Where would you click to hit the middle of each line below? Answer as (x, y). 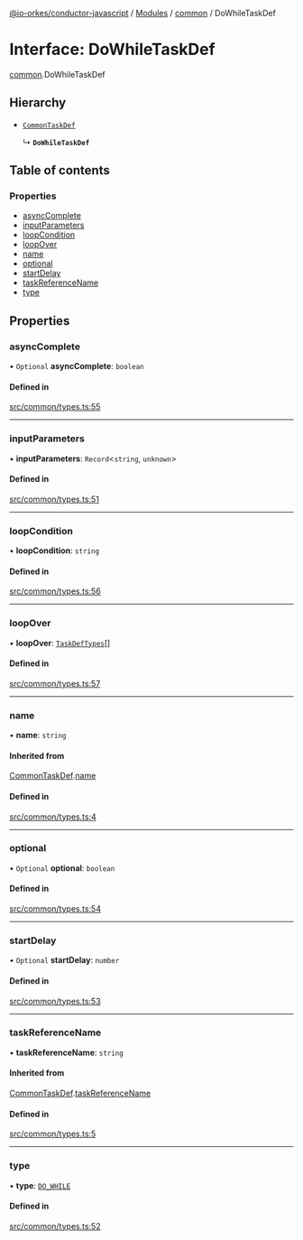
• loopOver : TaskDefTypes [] (60, 643)
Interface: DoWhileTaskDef (112, 50)
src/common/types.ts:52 (55, 1226)
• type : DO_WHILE (40, 1185)
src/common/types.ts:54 (55, 909)
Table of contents (60, 171)
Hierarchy (38, 103)
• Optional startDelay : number (64, 960)
